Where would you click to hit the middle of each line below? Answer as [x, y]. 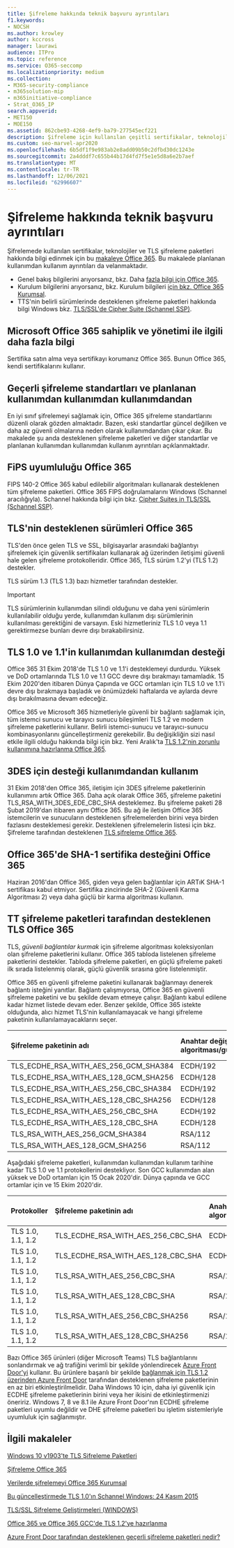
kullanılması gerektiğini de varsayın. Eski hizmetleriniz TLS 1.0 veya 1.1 [107, 623]
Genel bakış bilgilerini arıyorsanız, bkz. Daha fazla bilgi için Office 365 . [118, 279]
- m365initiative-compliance [49, 98]
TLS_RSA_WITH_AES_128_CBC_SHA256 [122, 1336]
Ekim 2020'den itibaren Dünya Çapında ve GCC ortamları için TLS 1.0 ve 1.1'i [116, 684]
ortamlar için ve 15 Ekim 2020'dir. [55, 1184]
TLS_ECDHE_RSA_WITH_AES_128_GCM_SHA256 [92, 1077]
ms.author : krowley [36, 33]
